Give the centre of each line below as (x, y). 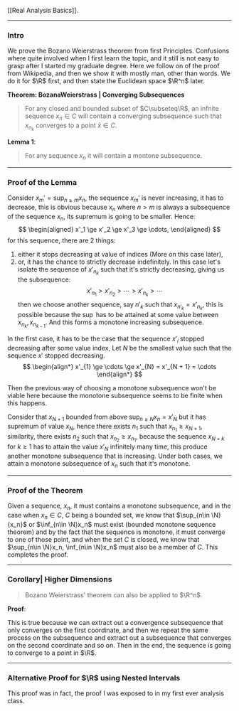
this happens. (27, 403)
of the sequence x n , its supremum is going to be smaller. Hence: (101, 217)
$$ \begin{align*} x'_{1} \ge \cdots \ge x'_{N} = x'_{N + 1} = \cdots (119, 367)
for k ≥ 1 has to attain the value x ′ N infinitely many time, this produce (107, 447)
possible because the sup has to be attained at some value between (118, 315)
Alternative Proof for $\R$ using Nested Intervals (94, 678)
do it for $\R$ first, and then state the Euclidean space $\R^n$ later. (106, 81)
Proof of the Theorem (45, 490)
